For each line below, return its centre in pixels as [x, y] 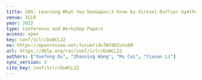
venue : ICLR [21, 17]
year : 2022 [20, 23]
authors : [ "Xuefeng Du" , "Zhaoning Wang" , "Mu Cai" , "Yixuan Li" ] [91, 57]
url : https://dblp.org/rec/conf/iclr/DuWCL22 [64, 51]
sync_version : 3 [26, 62]
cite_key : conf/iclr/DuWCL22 [43, 68]
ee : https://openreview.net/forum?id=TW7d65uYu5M [70, 46]
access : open [23, 34]
